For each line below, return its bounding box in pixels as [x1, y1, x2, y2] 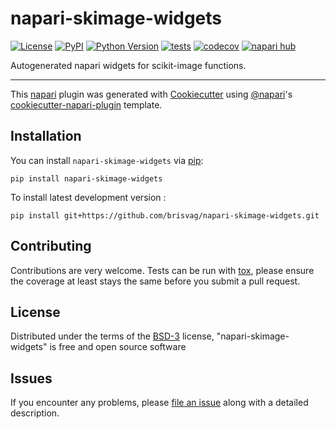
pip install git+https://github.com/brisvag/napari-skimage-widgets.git [10, 210, 320, 221]
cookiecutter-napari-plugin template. [10, 98, 163, 111]
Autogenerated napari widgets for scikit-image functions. [10, 59, 247, 71]
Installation [10, 128, 82, 145]
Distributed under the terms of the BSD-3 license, [10, 330, 215, 342]
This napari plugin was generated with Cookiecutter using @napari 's [10, 88, 293, 100]
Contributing [10, 238, 92, 255]
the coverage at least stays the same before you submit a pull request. [10, 275, 301, 287]
